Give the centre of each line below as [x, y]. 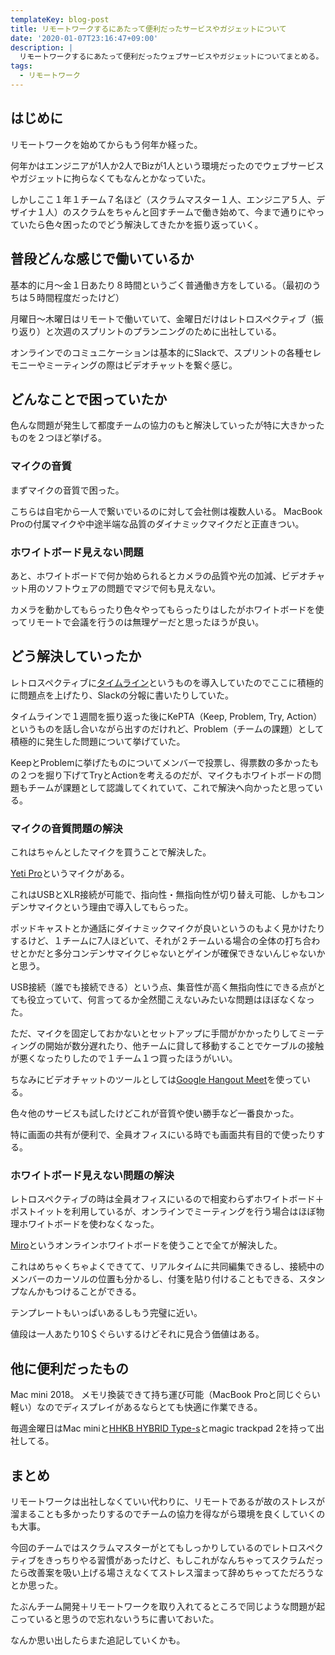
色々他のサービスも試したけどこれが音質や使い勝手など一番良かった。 [155, 1113]
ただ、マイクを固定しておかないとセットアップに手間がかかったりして [154, 1033]
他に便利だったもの [69, 1368]
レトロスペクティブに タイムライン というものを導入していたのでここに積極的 [167, 682]
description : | [42, 47]
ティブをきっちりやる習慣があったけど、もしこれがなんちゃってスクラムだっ [167, 1560]
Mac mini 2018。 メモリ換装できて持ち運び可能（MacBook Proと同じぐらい [165, 1395]
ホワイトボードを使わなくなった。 [89, 1224]
